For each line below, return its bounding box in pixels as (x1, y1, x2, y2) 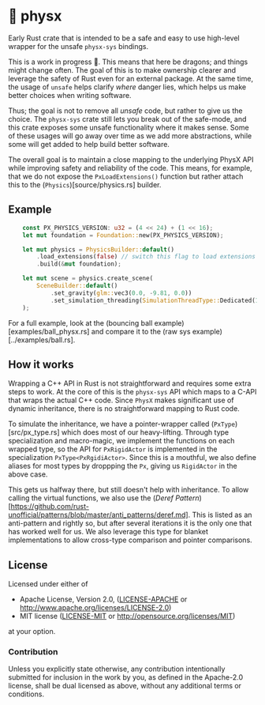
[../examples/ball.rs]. (8, 335, 76, 345)
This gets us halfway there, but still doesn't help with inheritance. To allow (8, 485, 249, 495)
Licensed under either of (8, 579, 88, 589)
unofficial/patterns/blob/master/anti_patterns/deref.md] (8, 510, 188, 520)
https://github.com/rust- (10, 502, 89, 511)
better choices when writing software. (8, 90, 132, 100)
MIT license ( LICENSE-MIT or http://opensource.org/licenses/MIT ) (19, 612, 236, 621)
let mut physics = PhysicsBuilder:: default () (22, 245, 175, 254)
